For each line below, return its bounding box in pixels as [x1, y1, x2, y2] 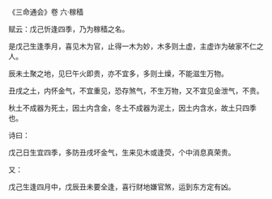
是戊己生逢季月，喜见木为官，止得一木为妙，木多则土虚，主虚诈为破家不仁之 [8, 41, 264, 51]
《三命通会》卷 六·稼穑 [8, 7, 83, 16]
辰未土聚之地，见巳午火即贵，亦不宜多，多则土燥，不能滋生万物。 [8, 69, 228, 78]
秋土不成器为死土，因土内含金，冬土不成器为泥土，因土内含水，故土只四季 [8, 104, 257, 112]
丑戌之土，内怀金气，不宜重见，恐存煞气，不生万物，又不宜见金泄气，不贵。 [8, 86, 264, 95]
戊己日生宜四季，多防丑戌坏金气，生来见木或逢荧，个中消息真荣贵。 [8, 148, 236, 157]
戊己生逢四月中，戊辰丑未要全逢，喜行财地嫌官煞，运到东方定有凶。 [8, 182, 236, 192]
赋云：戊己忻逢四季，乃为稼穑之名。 [8, 24, 130, 34]
